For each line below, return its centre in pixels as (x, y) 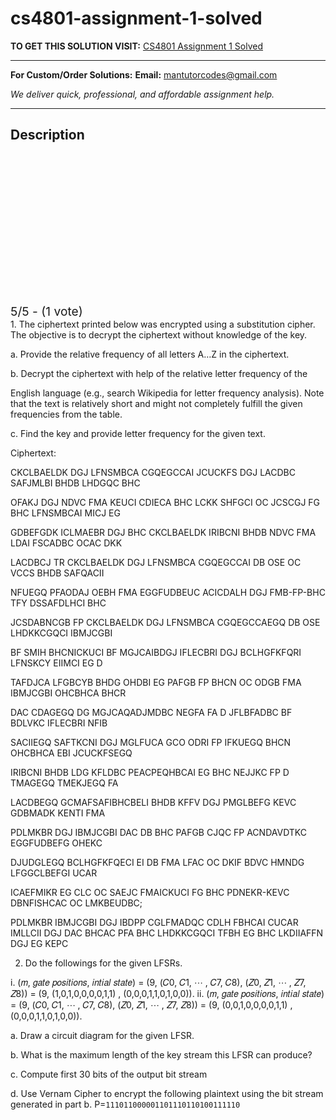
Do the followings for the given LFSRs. (103, 963)
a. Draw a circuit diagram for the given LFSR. (102, 1035)
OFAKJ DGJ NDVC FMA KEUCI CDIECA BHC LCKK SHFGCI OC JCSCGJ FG (165, 502)
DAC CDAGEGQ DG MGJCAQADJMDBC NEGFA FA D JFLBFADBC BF (151, 712)
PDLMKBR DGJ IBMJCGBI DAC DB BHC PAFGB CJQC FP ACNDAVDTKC (159, 832)
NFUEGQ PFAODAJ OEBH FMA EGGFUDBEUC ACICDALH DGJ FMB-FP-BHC (168, 592)
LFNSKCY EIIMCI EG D (56, 663)
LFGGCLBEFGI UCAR (54, 873)
